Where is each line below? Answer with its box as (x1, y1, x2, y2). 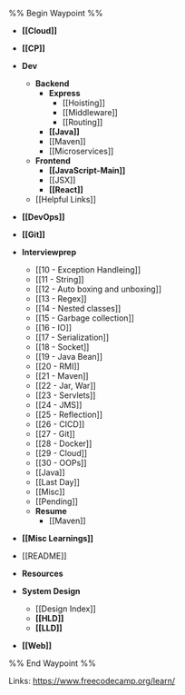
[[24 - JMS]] (34, 400, 83, 410)
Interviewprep (21, 247, 77, 257)
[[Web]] (21, 640, 52, 650)
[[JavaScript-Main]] (48, 165, 126, 175)
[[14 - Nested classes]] (34, 303, 122, 313)
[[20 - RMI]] (34, 361, 81, 372)
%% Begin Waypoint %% (8, 8, 103, 18)
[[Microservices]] (48, 145, 114, 156)
